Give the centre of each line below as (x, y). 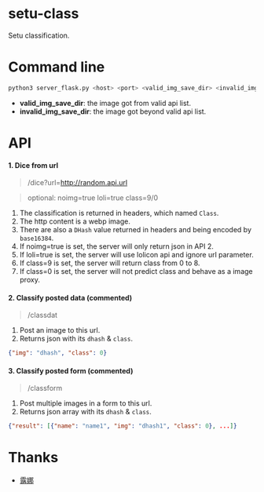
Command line (57, 67)
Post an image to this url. (60, 330)
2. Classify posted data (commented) (70, 297)
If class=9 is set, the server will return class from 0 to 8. (110, 263)
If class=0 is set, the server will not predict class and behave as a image (136, 272)
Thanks (33, 458)
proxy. (30, 280)
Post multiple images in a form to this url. (86, 403)
